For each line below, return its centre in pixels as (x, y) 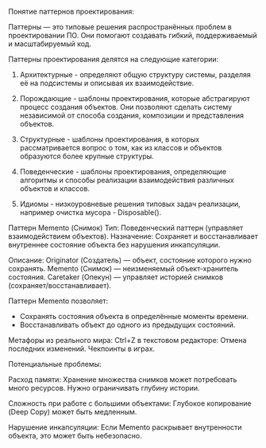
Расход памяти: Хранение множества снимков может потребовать (123, 380)
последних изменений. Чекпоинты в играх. (82, 349)
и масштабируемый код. (50, 44)
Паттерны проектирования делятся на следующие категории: (114, 59)
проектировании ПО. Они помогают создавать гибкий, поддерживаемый (133, 35)
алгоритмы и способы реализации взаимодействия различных (127, 180)
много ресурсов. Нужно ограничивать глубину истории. (104, 388)
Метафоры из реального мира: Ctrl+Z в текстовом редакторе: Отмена (127, 340)
